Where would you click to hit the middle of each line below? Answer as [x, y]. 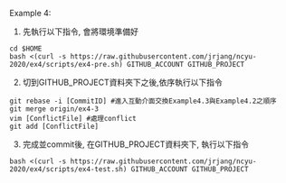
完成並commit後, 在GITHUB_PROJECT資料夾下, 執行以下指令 [136, 144]
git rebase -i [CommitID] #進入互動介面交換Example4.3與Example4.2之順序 [143, 101]
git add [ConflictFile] [54, 126]
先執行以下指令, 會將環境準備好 [80, 32]
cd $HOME [26, 49]
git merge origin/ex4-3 [54, 109]
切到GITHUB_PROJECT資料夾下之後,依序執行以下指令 [123, 82]
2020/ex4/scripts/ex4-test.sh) [68, 169]
